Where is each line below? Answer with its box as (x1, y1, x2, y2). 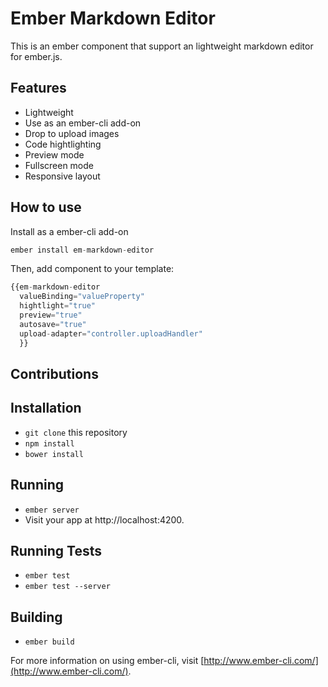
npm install (24, 438, 75, 449)
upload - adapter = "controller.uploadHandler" (19, 328, 203, 339)
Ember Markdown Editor (10, 7, 216, 30)
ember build (24, 637, 75, 647)
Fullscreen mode (24, 159, 95, 171)
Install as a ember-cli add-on (10, 225, 129, 237)
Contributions (10, 365, 99, 382)
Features (10, 80, 67, 97)
